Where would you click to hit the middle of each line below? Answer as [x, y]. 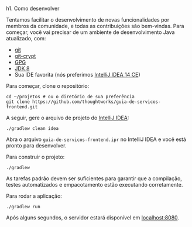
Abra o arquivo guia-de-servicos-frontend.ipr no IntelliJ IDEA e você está [96, 139]
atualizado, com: [26, 38]
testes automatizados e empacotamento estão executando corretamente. [95, 185]
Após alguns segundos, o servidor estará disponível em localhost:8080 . [93, 218]
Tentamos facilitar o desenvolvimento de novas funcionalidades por [88, 20]
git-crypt [25, 56]
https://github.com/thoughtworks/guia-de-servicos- [96, 102]
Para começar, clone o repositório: [48, 86]
